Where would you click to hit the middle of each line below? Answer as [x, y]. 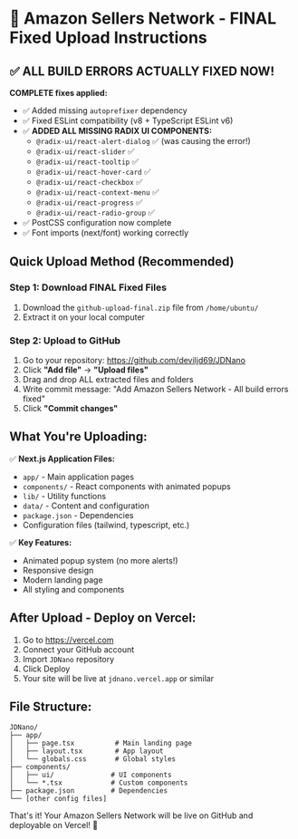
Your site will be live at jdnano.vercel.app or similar [118, 678]
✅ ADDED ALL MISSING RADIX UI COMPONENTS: [117, 131]
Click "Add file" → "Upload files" [86, 370]
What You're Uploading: [78, 437]
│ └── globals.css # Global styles [93, 759]
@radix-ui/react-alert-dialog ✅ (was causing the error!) [143, 141]
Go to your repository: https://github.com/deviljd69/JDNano [134, 360]
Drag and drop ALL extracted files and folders [108, 379]
